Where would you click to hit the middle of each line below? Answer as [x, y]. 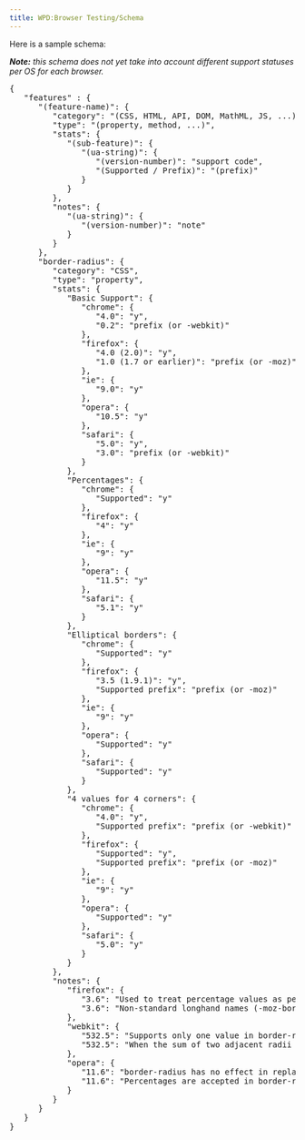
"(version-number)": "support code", [179, 161]
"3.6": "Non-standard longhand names [165, 1008]
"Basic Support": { [110, 298]
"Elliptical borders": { [122, 635]
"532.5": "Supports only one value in [167, 1035]
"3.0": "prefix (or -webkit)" [162, 453]
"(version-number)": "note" [143, 225]
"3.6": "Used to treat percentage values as [182, 999]
